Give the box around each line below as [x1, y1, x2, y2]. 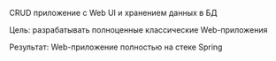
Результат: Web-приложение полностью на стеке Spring [9, 42, 223, 52]
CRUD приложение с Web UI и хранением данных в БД [9, 8, 218, 18]
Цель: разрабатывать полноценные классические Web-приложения [9, 25, 268, 34]
